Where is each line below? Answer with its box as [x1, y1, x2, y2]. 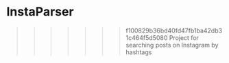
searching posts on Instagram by [125, 41, 219, 49]
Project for [169, 33, 200, 41]
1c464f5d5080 [125, 33, 168, 41]
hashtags [125, 48, 152, 56]
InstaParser [6, 4, 74, 20]
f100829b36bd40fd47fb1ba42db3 [125, 26, 223, 35]
